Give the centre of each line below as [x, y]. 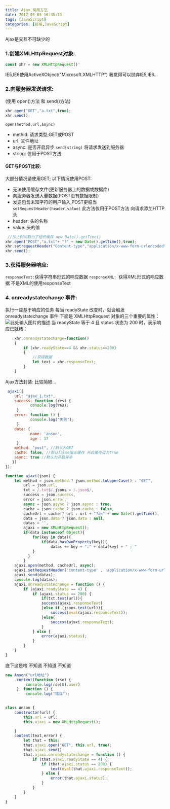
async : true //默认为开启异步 [44, 458]
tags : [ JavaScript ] [26, 19]
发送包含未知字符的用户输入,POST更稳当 [55, 202]
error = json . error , [45, 500]
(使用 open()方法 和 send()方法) [38, 101]
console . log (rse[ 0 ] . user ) [53, 684]
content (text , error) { [38, 736]
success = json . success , [50, 495]
